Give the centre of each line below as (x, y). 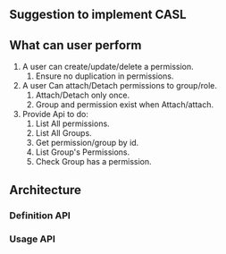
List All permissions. (72, 123)
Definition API (40, 216)
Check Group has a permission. (93, 162)
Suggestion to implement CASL (98, 15)
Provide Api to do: (55, 114)
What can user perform (75, 45)
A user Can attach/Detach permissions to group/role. (119, 86)
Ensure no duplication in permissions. (105, 76)
